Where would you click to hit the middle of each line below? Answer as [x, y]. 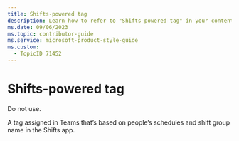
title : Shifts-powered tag [47, 14]
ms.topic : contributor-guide [51, 34]
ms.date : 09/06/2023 [38, 27]
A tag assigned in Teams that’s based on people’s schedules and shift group [119, 122]
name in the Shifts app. [41, 130]
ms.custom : [23, 47]
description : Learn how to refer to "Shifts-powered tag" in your [108, 21]
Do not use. [24, 108]
